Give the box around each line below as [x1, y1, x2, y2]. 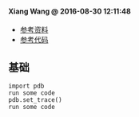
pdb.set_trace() [8, 96, 62, 104]
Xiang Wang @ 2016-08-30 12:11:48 [8, 6, 132, 16]
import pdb [8, 82, 45, 91]
